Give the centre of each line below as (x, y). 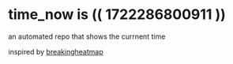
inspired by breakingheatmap (56, 51)
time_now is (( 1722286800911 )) (117, 15)
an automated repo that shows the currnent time (87, 36)
